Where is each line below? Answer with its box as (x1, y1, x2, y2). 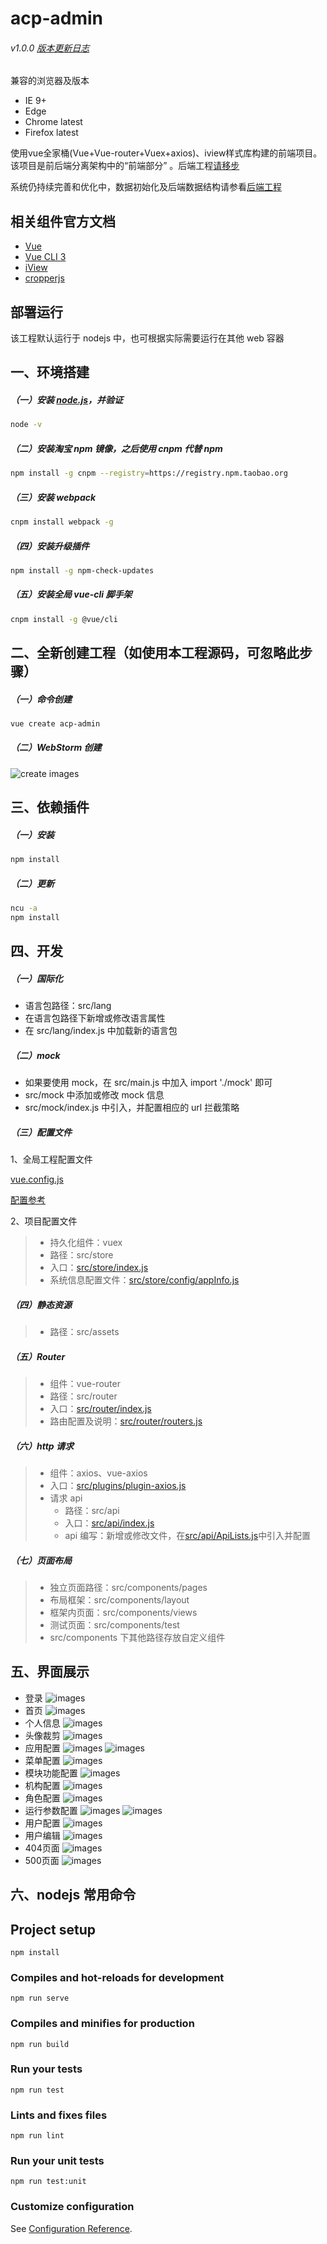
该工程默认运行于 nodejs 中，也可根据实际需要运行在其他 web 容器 (10, 332, 285, 344)
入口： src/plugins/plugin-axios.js (49, 1479, 187, 1491)
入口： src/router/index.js (49, 1403, 152, 1415)
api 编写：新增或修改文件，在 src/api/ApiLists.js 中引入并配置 (64, 1529, 312, 1541)
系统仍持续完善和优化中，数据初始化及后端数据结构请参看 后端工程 (10, 181, 282, 193)
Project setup (10, 1921, 97, 1938)
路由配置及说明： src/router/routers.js (49, 1415, 203, 1427)
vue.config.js (10, 1173, 64, 1186)
